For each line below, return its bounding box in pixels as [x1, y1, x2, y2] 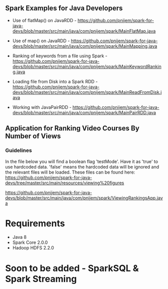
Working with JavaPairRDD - [12, 104, 72, 110]
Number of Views [5, 132, 61, 140]
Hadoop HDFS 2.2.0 [12, 245, 54, 251]
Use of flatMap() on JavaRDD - [12, 17, 77, 23]
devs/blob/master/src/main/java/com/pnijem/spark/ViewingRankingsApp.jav [5, 195, 163, 201]
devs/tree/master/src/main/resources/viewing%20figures [5, 180, 124, 186]
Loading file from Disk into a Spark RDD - [12, 78, 98, 84]
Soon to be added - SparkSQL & [5, 262, 139, 274]
